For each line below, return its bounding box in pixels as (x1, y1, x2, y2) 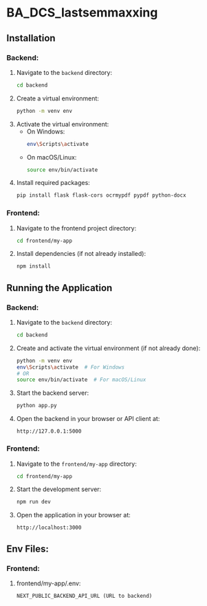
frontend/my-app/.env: (16, 579, 81, 587)
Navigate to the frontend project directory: (16, 224, 137, 232)
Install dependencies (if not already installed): (16, 250, 146, 258)
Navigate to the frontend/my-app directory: (16, 459, 137, 468)
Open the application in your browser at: (16, 511, 131, 519)
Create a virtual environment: (16, 94, 99, 102)
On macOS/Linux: (26, 153, 77, 161)
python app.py (16, 402, 57, 409)
